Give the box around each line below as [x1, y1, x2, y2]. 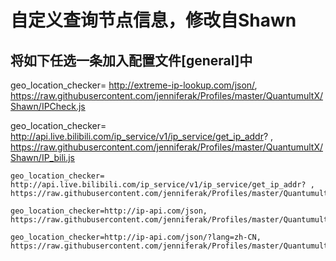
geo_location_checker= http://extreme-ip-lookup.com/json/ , [10, 79, 258, 91]
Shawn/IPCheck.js [10, 101, 86, 112]
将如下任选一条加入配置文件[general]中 [10, 52, 253, 69]
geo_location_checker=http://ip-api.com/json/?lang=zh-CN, [10, 232, 262, 242]
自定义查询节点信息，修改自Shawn [10, 9, 297, 32]
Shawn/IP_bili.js [10, 152, 76, 163]
